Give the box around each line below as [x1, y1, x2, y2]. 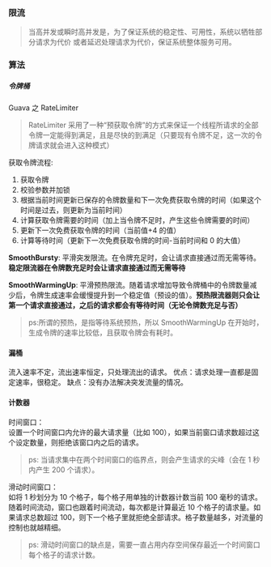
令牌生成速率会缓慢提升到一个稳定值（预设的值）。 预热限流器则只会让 [29, 290, 260, 301]
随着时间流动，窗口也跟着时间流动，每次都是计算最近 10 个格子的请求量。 [8, 502, 254, 512]
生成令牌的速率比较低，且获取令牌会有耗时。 [28, 328, 178, 338]
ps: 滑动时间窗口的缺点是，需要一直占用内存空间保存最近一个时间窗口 [28, 539, 260, 549]
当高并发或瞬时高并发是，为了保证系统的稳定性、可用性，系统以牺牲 [28, 27, 256, 37]
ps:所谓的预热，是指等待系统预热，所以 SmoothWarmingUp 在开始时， [28, 318, 264, 327]
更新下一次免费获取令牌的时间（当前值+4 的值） [19, 225, 181, 236]
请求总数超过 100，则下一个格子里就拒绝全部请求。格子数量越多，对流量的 [15, 512, 264, 522]
